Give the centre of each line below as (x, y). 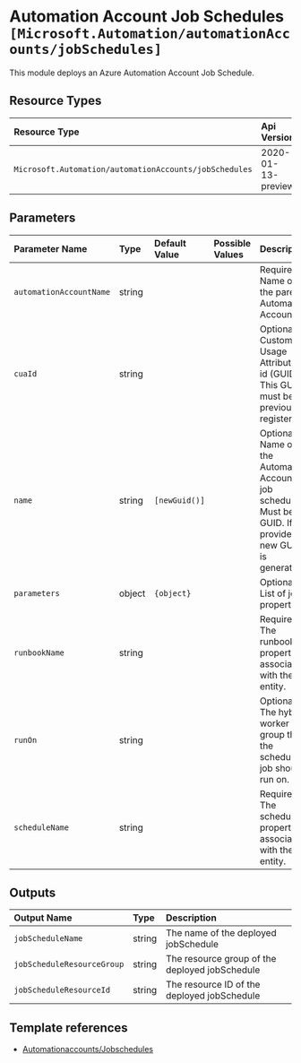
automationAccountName (62, 292)
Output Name (43, 918)
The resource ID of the (213, 985)
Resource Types (56, 101)
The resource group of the (221, 959)
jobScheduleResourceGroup (69, 964)
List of (273, 593)
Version (278, 137)
